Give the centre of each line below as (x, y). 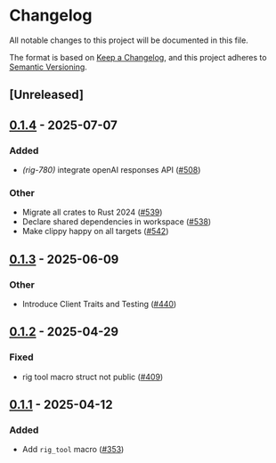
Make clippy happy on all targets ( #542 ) (95, 231)
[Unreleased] (47, 95)
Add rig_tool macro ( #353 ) (73, 450)
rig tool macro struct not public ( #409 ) (93, 377)
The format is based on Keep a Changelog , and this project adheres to (138, 57)
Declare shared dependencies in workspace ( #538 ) (117, 222)
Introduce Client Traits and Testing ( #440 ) (99, 304)
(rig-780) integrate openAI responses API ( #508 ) (111, 170)
